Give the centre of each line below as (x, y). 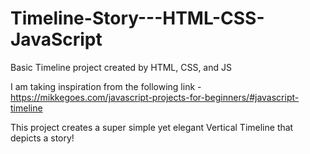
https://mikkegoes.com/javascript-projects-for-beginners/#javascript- (155, 97)
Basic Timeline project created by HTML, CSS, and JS (121, 67)
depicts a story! (42, 138)
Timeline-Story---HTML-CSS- (137, 18)
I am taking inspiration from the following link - (106, 86)
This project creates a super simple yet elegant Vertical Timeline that (152, 127)
